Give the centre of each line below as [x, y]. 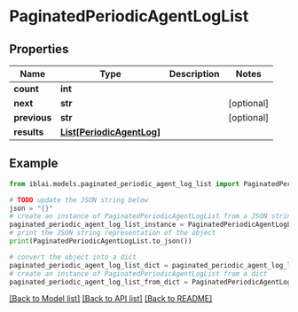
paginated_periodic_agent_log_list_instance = [97, 225]
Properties [39, 49]
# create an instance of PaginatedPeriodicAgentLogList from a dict [138, 273]
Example [34, 164]
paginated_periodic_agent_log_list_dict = [89, 265]
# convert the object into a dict [73, 257]
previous [33, 117]
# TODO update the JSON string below [79, 200]
